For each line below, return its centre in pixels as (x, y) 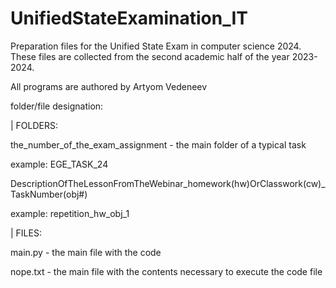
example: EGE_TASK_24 (59, 164)
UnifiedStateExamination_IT (129, 18)
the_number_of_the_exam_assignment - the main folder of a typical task (158, 144)
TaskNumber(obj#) (49, 194)
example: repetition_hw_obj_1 (70, 213)
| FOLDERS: (34, 125)
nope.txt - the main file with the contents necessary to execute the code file (166, 271)
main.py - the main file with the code (86, 252)
